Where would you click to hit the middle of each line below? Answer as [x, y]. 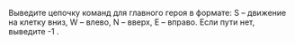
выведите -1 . [34, 31]
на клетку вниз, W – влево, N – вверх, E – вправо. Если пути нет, [132, 22]
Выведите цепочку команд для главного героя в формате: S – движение [147, 13]
